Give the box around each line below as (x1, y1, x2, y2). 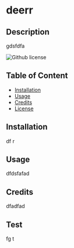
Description (6, 27, 50, 37)
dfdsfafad (6, 170, 30, 177)
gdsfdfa (6, 42, 25, 49)
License (14, 105, 34, 112)
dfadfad (6, 203, 25, 210)
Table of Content (6, 71, 68, 81)
